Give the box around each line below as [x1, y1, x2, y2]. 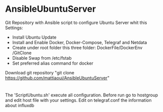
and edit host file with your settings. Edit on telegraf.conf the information [5, 97, 152, 103]
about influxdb [5, 103, 34, 109]
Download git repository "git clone [5, 69, 75, 75]
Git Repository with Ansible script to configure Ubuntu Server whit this [5, 20, 147, 25]
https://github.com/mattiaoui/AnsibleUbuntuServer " [5, 75, 109, 81]
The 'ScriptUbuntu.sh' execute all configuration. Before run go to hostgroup [5, 92, 158, 98]
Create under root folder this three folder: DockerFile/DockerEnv [12, 45, 143, 50]
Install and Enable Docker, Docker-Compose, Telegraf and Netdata [12, 39, 147, 45]
